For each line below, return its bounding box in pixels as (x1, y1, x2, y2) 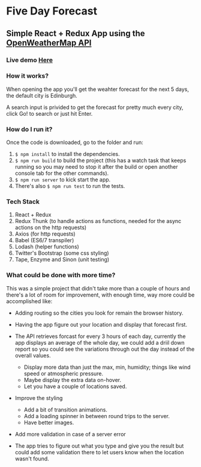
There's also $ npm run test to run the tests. (14, 183, 125, 190)
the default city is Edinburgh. (6, 92, 78, 99)
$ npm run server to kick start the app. (14, 176, 111, 183)
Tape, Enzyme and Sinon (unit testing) (14, 256, 110, 263)
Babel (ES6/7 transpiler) (14, 237, 74, 244)
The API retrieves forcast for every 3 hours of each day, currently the (14, 333, 186, 340)
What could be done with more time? (6, 271, 116, 280)
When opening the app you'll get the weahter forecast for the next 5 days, (6, 86, 189, 93)
